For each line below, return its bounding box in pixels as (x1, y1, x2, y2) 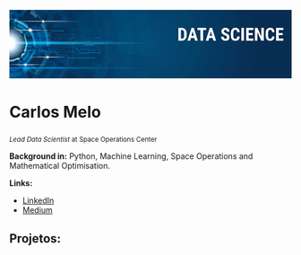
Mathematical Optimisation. (9, 161, 110, 171)
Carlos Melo (9, 101, 101, 122)
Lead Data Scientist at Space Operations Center (9, 136, 158, 145)
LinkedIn (21, 195, 55, 207)
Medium (21, 205, 54, 215)
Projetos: (9, 231, 61, 246)
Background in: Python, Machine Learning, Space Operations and (9, 151, 254, 162)
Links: (9, 178, 33, 189)
